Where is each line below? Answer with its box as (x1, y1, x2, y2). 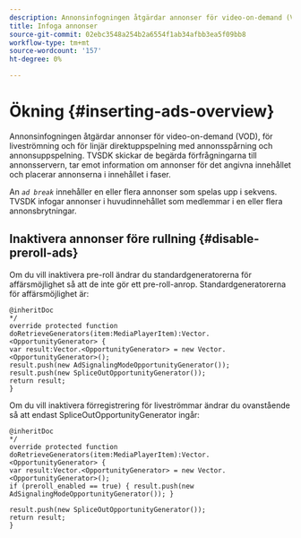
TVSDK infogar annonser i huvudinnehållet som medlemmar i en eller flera (9, 195, 283, 206)
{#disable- (198, 231, 260, 247)
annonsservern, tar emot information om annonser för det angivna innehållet (9, 159, 291, 170)
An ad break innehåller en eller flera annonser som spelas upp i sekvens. (9, 186, 278, 197)
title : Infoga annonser (9, 22, 99, 30)
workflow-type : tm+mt (9, 38, 90, 48)
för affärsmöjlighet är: (9, 288, 90, 299)
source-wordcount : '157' (9, 47, 102, 56)
